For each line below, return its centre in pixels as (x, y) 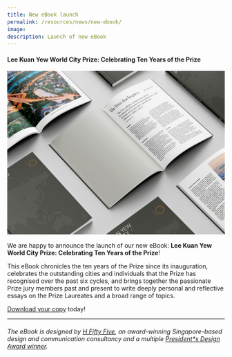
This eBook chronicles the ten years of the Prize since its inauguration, (108, 266)
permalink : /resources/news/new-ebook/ (65, 22)
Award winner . (28, 347)
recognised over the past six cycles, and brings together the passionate (109, 281)
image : (17, 29)
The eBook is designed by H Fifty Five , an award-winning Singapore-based (115, 331)
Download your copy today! (47, 309)
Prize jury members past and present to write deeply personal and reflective (116, 289)
